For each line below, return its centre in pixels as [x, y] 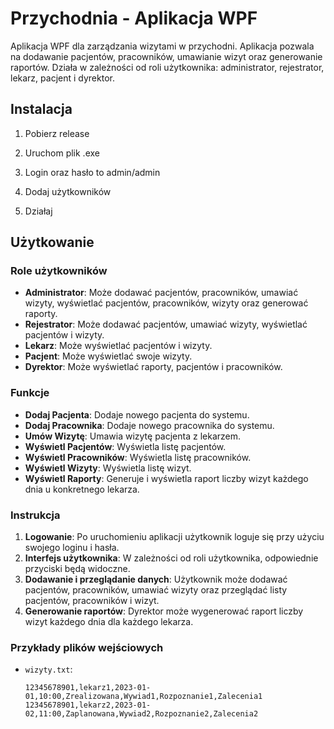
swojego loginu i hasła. [72, 548]
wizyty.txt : [48, 669]
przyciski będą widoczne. [77, 569]
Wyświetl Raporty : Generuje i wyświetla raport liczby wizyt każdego [166, 478]
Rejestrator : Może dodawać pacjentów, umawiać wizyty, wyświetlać [166, 324]
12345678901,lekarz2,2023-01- [88, 705]
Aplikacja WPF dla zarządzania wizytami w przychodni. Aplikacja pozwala [162, 46]
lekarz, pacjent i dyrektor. [62, 78]
